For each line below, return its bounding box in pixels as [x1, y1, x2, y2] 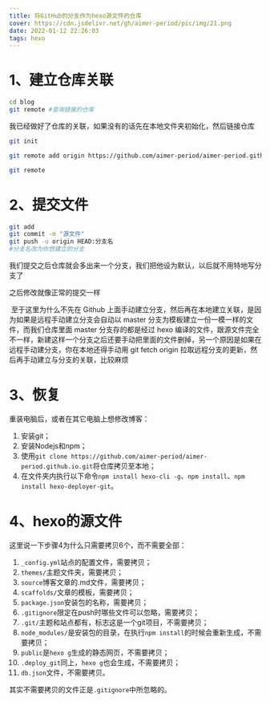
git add [9, 222, 35, 231]
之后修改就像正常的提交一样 [9, 288, 101, 297]
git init [9, 137, 38, 145]
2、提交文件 [9, 196, 89, 213]
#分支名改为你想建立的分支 [9, 245, 85, 254]
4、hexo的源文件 [9, 513, 123, 530]
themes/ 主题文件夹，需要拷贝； [20, 567, 123, 577]
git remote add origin [9, 152, 85, 160]
